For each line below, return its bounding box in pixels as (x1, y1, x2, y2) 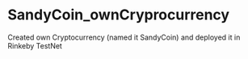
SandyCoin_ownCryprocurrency (7, 6, 230, 24)
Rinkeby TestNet (7, 40, 62, 50)
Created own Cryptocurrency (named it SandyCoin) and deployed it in (7, 32, 241, 42)
